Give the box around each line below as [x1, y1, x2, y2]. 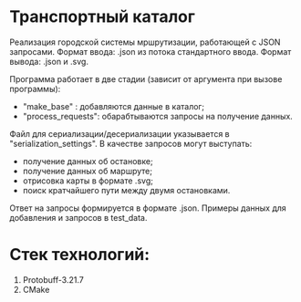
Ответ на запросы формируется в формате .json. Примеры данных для [9, 203, 287, 213]
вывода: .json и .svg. [9, 56, 89, 67]
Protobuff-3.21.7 [22, 274, 84, 285]
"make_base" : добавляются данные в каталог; [22, 100, 205, 111]
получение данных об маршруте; [22, 165, 153, 176]
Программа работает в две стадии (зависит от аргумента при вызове [9, 73, 283, 84]
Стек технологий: [9, 245, 150, 266]
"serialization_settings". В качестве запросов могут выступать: [9, 138, 253, 149]
